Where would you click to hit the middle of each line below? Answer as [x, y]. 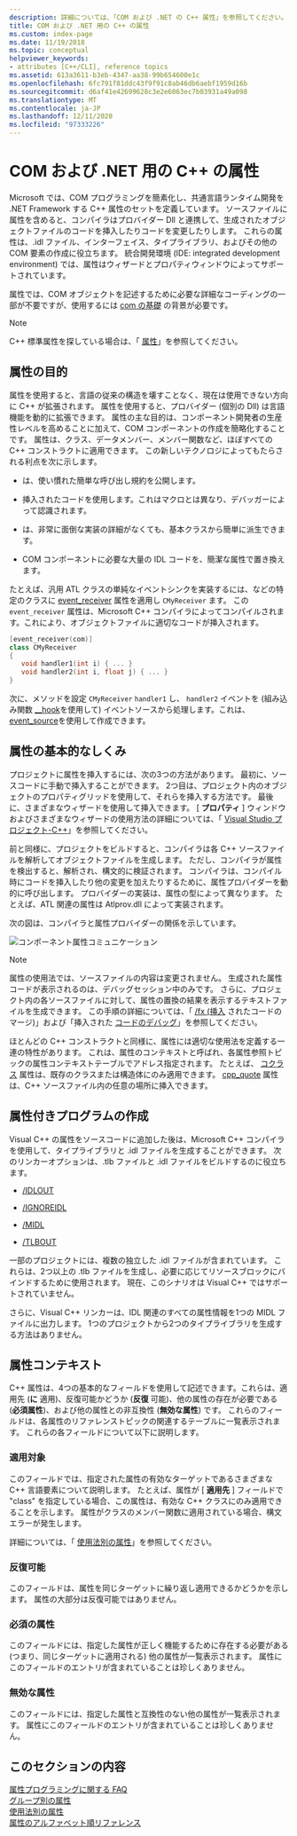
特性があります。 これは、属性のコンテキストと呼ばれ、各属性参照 [146, 1052]
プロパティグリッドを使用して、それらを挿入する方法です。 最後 [156, 796]
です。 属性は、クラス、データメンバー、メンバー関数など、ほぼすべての [141, 439]
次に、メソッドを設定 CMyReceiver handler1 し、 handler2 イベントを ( [137, 698]
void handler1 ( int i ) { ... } [77, 664]
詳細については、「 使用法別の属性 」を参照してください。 [113, 1541]
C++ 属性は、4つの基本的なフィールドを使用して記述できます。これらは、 [145, 1388]
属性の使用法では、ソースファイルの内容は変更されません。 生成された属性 [146, 978]
